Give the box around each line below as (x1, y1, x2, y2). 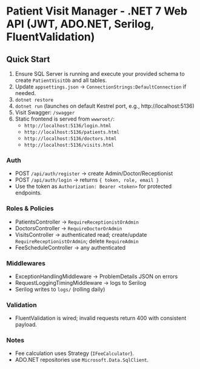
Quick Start (6, 54, 50, 64)
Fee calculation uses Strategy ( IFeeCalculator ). (15, 350, 135, 357)
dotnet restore (15, 97, 54, 103)
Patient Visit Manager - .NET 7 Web (6, 4, 188, 18)
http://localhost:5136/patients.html (24, 129, 120, 135)
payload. (15, 321, 38, 328)
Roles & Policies (6, 204, 54, 213)
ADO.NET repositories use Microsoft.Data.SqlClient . (15, 356, 149, 364)
